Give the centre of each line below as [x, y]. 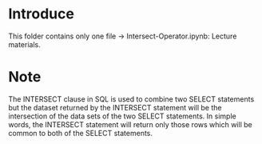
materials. [25, 44]
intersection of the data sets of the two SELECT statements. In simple [123, 116]
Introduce [41, 14]
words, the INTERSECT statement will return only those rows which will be [131, 124]
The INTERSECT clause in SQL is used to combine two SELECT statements [131, 99]
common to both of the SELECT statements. [81, 133]
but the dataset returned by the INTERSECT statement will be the [115, 107]
